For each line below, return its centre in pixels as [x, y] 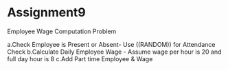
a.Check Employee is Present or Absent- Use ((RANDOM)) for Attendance [111, 44]
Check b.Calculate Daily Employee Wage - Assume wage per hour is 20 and [114, 52]
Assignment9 [46, 13]
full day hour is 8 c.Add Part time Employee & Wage [80, 58]
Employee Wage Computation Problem [62, 31]
